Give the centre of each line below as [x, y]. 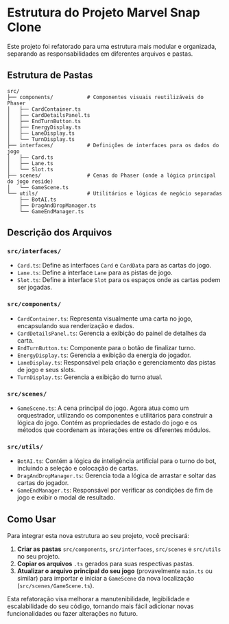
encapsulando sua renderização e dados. [76, 325]
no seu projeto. [38, 557]
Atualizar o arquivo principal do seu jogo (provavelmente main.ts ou [114, 571]
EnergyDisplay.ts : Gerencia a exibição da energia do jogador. [104, 355]
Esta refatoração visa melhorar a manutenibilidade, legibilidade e [99, 599]
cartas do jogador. [43, 483]
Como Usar [32, 519]
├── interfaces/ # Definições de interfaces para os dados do [113, 145]
